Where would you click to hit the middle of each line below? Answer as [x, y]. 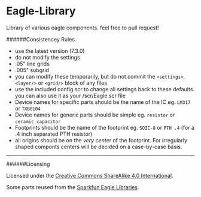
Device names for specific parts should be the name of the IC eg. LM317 [103, 102]
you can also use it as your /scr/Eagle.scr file [70, 95]
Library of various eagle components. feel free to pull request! [83, 28]
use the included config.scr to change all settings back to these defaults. [105, 89]
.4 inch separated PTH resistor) [54, 134]
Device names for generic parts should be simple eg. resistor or [95, 115]
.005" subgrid [32, 70]
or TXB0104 [28, 108]
